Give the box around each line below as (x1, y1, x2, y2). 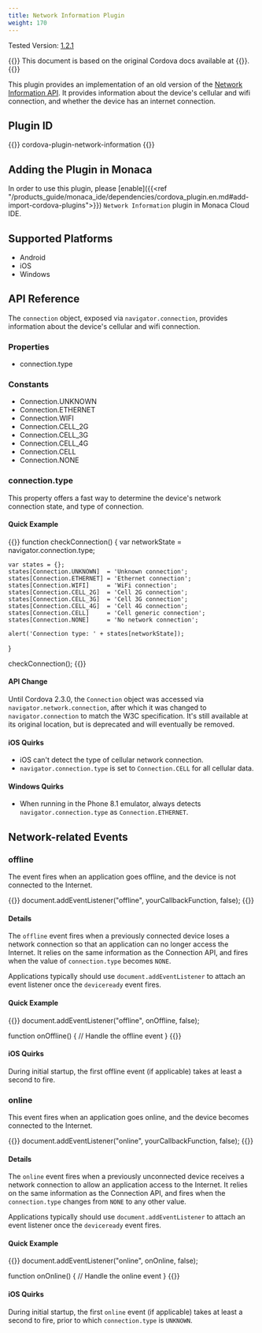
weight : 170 (8, 19, 47, 27)
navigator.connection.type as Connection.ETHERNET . (19, 808, 189, 817)
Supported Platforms (8, 232, 113, 245)
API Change (8, 677, 48, 686)
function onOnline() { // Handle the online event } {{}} (8, 1271, 180, 1281)
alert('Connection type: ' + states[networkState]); (8, 629, 185, 637)
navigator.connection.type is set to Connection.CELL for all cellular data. (19, 764, 254, 773)
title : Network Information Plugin (8, 11, 125, 20)
